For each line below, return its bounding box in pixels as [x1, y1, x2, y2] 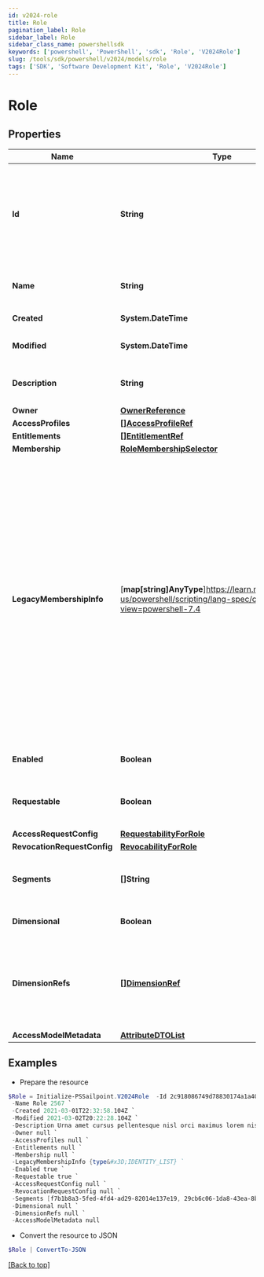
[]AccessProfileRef [120, 417, 193, 428]
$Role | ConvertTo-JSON [8, 1246, 86, 1254]
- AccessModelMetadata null [11, 1216, 101, 1224]
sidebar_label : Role [8, 33, 76, 42]
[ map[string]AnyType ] [120, 583, 207, 594]
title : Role [8, 19, 47, 27]
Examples [8, 1056, 57, 1070]
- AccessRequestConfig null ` [11, 1180, 108, 1188]
